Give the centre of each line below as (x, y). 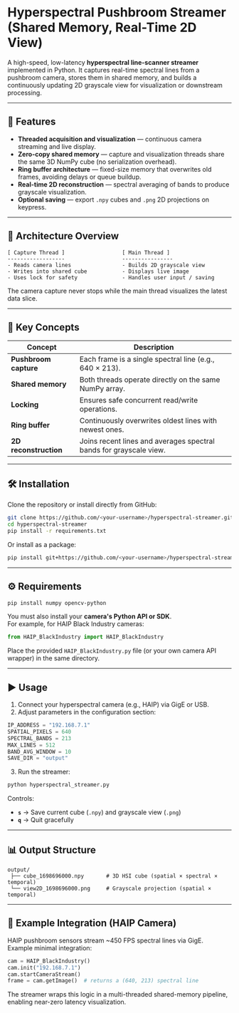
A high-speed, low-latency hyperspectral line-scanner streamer (103, 62)
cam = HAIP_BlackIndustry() (49, 961)
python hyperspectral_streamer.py (59, 785)
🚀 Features (32, 122)
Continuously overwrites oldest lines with (148, 421)
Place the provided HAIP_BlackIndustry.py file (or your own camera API (112, 651)
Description (154, 348)
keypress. (32, 207)
